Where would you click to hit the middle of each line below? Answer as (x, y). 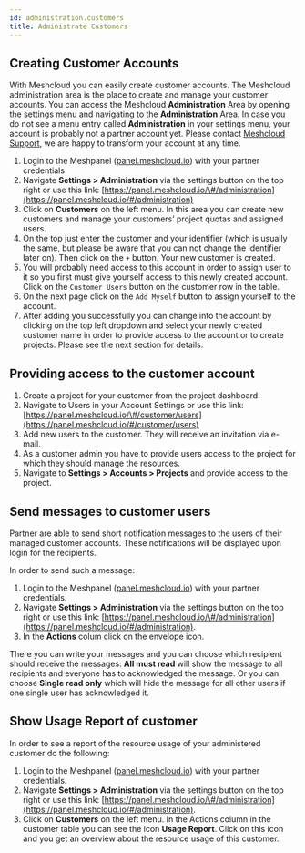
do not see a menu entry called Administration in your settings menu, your (150, 124)
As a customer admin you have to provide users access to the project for (159, 454)
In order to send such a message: (72, 570)
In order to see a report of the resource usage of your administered (135, 743)
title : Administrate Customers (69, 26)
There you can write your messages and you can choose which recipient (146, 653)
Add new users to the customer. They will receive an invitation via (146, 435)
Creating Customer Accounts (94, 63)
